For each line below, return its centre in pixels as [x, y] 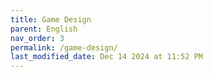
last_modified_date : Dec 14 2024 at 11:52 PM [106, 57]
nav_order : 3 [37, 38]
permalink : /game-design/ [64, 47]
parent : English [44, 29]
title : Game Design [51, 19]
